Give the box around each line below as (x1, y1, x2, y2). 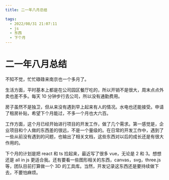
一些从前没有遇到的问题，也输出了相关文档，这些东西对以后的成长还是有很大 (5, 133, 164, 139)
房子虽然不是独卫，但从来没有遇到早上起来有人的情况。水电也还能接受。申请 (5, 104, 164, 110)
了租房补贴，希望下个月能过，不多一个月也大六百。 (5, 110, 111, 116)
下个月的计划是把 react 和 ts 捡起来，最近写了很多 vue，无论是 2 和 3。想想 (5, 150, 162, 156)
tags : (5, 16, 17, 22)
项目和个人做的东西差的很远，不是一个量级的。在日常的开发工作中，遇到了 (9, 127, 164, 133)
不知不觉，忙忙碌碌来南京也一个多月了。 (5, 76, 89, 82)
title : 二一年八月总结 (5, 7, 48, 13)
